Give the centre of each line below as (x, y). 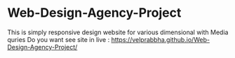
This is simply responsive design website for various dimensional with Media (118, 32)
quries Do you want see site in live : (59, 39)
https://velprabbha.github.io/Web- (161, 39)
